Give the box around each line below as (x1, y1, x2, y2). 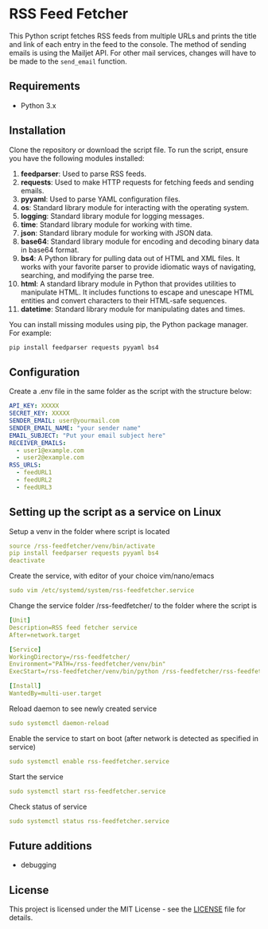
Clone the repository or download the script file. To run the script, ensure (9, 145, 249, 154)
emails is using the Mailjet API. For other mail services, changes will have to (9, 48, 257, 57)
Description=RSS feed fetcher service (9, 623, 138, 631)
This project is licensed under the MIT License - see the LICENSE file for (9, 904, 246, 914)
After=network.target (9, 630, 81, 639)
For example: (9, 328, 52, 338)
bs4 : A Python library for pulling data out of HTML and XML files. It (20, 253, 241, 263)
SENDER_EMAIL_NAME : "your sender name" (9, 424, 142, 432)
